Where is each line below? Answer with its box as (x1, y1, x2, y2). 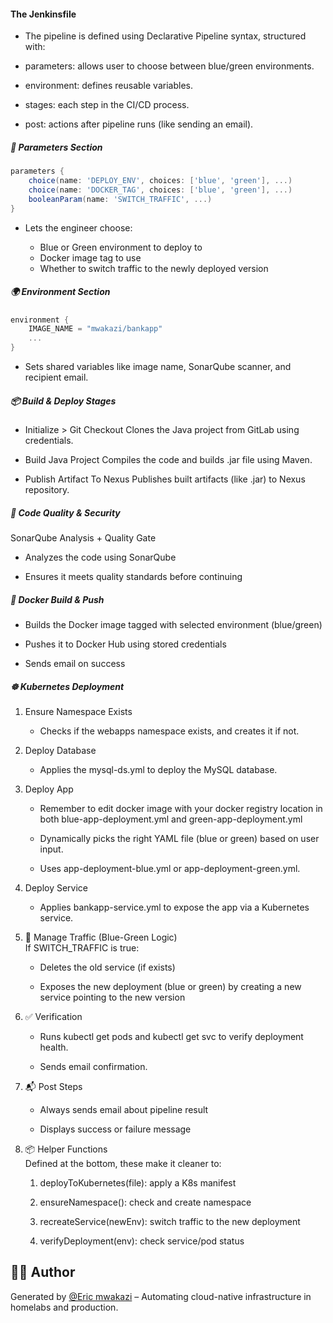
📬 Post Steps (24, 1080, 83, 1092)
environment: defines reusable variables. (24, 80, 193, 92)
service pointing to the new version (39, 991, 186, 1003)
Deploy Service (24, 881, 89, 894)
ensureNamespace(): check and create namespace (39, 1196, 252, 1208)
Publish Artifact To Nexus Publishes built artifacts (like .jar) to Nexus (24, 473, 306, 485)
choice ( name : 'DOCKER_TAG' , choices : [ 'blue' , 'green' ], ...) (28, 185, 293, 195)
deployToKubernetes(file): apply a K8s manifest (39, 1176, 237, 1189)
